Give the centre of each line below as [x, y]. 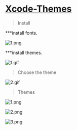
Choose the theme [37, 72]
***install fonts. [21, 33]
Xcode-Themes [38, 9]
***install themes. [24, 53]
